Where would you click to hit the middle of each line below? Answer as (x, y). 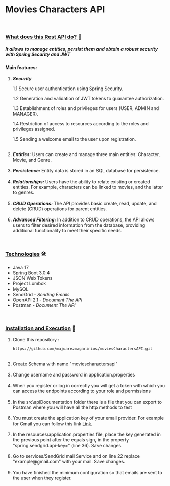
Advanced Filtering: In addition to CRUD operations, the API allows (83, 220)
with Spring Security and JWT (38, 54)
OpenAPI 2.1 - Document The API (47, 300)
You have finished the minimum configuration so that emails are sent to (87, 473)
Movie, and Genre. (32, 160)
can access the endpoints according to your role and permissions (82, 391)
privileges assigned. (34, 129)
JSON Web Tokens (32, 278)
